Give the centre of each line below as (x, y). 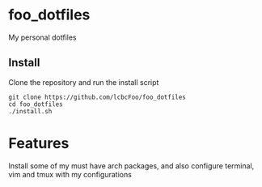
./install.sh (30, 111)
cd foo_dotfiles (36, 104)
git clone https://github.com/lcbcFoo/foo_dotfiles (97, 97)
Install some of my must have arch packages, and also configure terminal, (131, 166)
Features (39, 143)
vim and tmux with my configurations (70, 174)
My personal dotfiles (42, 37)
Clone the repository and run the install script (84, 82)
